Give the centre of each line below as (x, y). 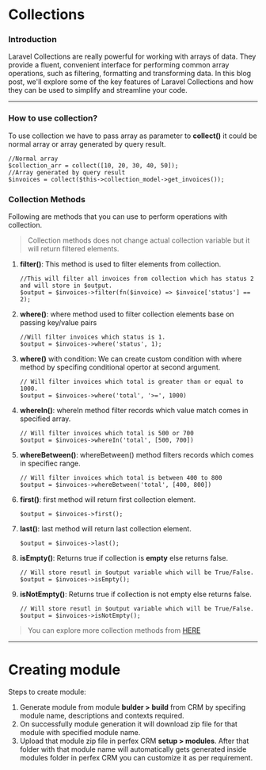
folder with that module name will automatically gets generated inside (133, 749)
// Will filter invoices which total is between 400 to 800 (121, 478)
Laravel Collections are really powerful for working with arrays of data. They (132, 56)
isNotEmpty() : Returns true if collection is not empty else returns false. (135, 594)
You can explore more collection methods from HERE (114, 630)
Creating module (65, 670)
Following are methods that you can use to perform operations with (118, 216)
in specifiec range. (50, 464)
